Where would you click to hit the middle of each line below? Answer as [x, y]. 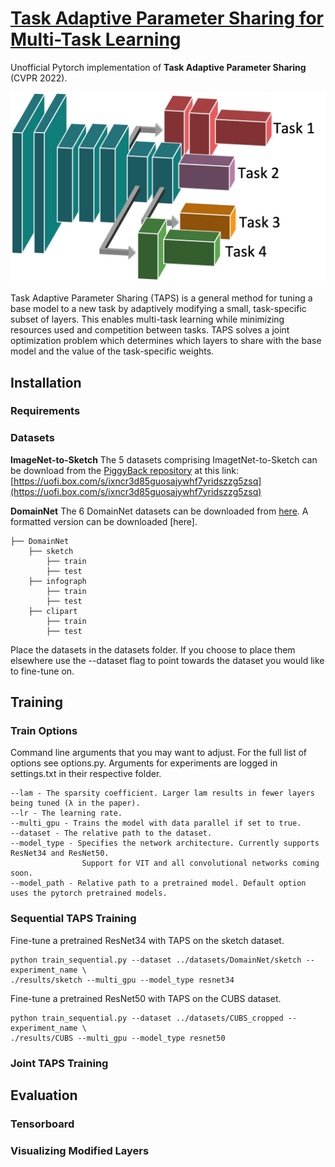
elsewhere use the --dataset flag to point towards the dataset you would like [167, 660]
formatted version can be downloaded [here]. [104, 521]
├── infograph [57, 581]
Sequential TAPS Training [73, 919]
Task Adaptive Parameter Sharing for [167, 18]
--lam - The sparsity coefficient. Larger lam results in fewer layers [162, 793]
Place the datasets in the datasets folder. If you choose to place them [153, 649]
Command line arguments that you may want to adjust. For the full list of [158, 753]
